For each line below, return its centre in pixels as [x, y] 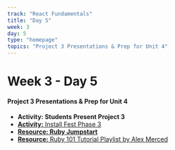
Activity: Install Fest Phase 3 [59, 125]
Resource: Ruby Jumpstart [58, 132]
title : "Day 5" [30, 20]
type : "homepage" [33, 40]
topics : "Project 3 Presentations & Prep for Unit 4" [88, 46]
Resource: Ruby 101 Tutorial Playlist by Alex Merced [93, 139]
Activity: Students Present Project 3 [71, 117]
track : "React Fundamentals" [50, 14]
